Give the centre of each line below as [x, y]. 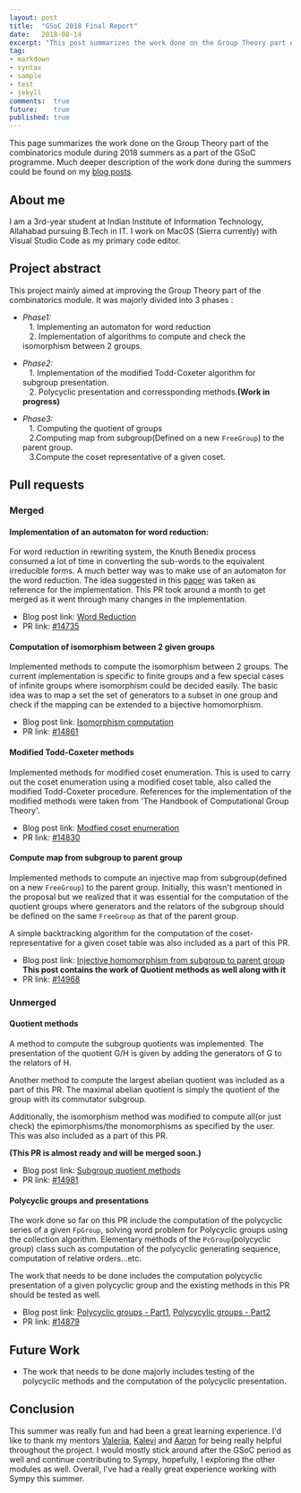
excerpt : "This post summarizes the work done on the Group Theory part [148, 43]
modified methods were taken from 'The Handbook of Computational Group [149, 801]
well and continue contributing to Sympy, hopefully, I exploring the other [142, 1459]
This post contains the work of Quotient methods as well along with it [154, 969]
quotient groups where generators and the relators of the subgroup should [147, 906]
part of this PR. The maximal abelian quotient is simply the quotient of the [145, 1089]
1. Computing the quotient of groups [96, 428]
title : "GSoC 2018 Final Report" [74, 26]
